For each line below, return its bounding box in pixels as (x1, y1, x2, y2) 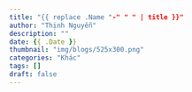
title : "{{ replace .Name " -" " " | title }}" (9, 12, 184, 22)
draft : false (9, 70, 58, 79)
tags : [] (9, 62, 42, 71)
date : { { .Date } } (9, 37, 77, 46)
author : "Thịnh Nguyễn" (9, 21, 97, 30)
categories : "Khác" (9, 53, 81, 62)
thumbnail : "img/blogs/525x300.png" (9, 46, 144, 54)
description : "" (9, 29, 69, 38)
